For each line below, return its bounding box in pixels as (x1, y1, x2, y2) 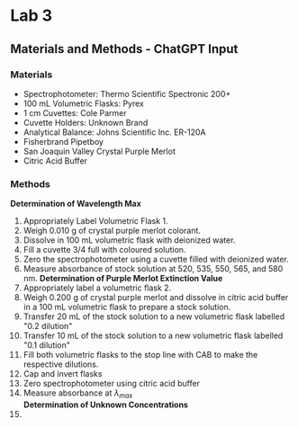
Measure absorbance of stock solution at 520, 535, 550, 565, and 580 (23, 263, 284, 274)
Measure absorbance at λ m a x (23, 387, 133, 400)
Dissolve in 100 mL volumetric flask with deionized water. (23, 235, 236, 245)
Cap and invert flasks (23, 369, 103, 379)
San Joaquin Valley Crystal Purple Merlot (23, 146, 176, 156)
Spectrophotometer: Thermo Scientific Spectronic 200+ (23, 88, 231, 99)
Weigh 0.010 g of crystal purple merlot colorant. (23, 226, 202, 236)
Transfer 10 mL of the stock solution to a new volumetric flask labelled (23, 330, 284, 342)
